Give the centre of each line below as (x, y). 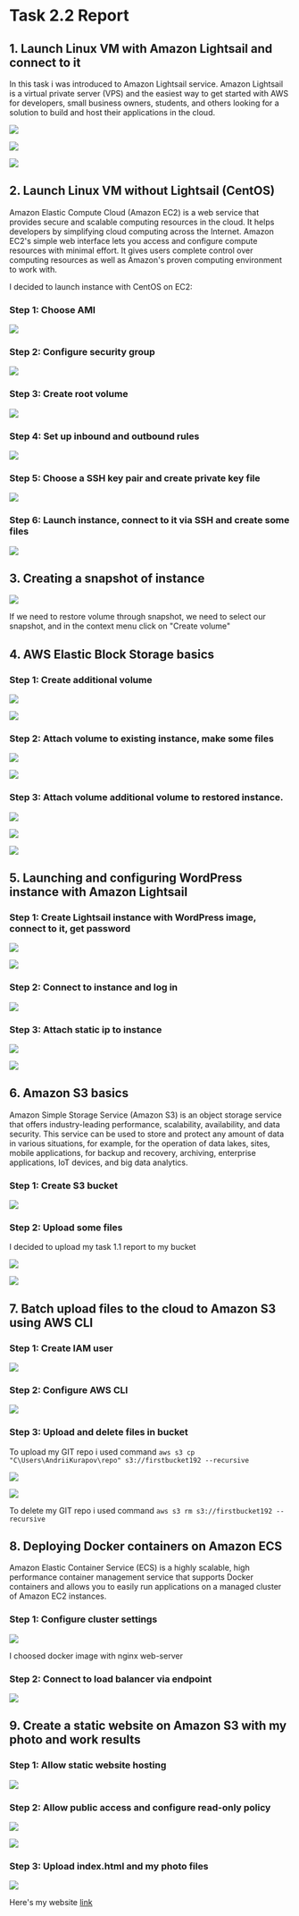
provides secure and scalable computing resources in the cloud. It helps (142, 222)
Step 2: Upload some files (66, 1228)
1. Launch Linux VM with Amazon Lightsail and (141, 49)
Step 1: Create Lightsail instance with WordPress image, (133, 917)
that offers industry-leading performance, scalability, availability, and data (145, 1124)
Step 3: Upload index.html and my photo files (109, 1866)
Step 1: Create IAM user (61, 1348)
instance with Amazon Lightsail (99, 892)
